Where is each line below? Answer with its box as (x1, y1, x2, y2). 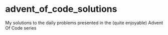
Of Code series (5, 25, 37, 31)
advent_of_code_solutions (5, 3, 117, 15)
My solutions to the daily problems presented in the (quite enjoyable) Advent (5, 20, 163, 26)
